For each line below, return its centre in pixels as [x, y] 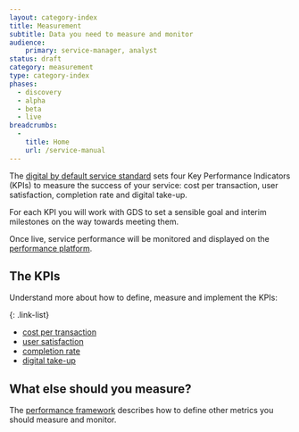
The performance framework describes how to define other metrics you [141, 411]
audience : [28, 42]
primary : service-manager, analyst [91, 51]
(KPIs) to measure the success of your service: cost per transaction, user [144, 185]
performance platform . [51, 248]
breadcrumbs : [33, 126]
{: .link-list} [29, 315]
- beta [29, 109]
